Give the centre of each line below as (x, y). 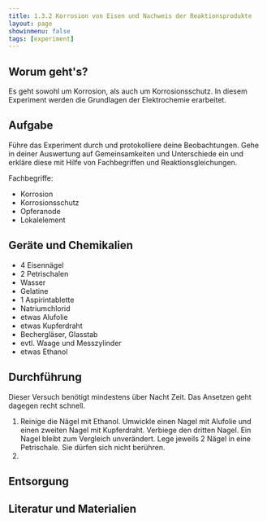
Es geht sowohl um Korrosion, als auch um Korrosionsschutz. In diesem (128, 91)
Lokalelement (43, 220)
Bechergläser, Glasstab (59, 334)
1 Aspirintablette (47, 300)
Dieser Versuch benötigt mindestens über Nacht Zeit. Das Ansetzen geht (130, 396)
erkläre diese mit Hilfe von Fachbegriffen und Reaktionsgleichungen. (123, 162)
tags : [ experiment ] (41, 39)
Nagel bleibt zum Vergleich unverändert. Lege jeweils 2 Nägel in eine (136, 438)
